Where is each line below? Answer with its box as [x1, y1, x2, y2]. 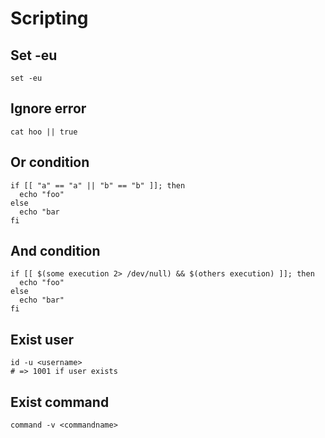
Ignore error [10, 100, 87, 117]
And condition [10, 243, 101, 260]
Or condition [10, 154, 90, 171]
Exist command [10, 393, 110, 411]
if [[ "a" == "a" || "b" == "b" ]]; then [10, 180, 186, 191]
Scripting [10, 7, 89, 30]
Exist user [10, 331, 74, 348]
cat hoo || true [10, 127, 78, 137]
